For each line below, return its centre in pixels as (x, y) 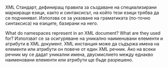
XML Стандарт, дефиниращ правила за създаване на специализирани (81, 7)
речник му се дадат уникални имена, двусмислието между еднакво (79, 54)
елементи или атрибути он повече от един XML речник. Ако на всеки (80, 49)
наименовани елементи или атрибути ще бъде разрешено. (69, 60)
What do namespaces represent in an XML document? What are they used (83, 33)
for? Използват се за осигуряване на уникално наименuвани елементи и (84, 38)
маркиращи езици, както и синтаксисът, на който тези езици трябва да (82, 13)
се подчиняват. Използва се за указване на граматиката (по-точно (78, 18)
